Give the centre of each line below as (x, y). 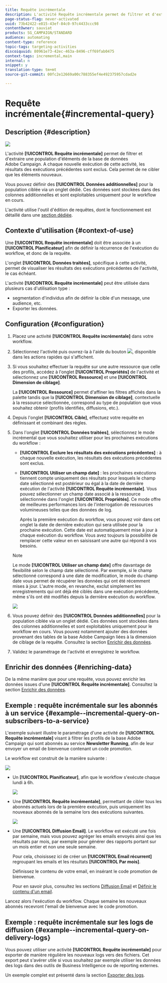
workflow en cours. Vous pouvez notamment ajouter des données (80, 631)
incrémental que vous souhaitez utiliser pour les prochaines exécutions (85, 437)
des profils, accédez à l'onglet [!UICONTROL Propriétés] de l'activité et (86, 372)
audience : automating (28, 38)
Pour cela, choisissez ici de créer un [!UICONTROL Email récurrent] (82, 857)
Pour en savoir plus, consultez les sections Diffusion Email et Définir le (84, 886)
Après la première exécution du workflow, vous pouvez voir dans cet (90, 519)
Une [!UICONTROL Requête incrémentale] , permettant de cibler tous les (87, 802)
